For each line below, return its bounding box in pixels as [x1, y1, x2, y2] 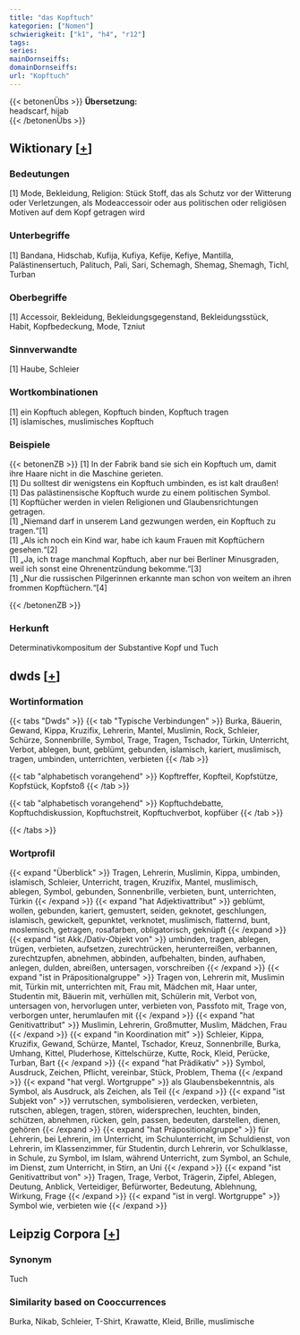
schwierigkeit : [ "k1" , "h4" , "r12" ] [9, 30, 146, 39]
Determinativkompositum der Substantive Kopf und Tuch [9, 642, 219, 654]
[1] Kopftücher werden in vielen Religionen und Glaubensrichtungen [9, 496, 259, 507]
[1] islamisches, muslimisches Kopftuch [9, 415, 154, 426]
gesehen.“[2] [9, 543, 58, 555]
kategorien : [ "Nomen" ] [9, 21, 94, 30]
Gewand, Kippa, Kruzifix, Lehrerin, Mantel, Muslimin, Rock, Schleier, [9, 724, 260, 735]
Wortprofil [9, 847, 56, 860]
